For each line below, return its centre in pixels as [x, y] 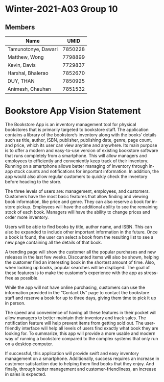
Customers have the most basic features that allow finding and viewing [77, 196]
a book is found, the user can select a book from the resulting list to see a [79, 237]
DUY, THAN [21, 81]
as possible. [26, 278]
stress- [151, 273]
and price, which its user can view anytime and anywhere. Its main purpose [81, 145]
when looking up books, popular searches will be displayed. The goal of [78, 267]
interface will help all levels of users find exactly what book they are [90, 328]
